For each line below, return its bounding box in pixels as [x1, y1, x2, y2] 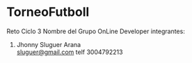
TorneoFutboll [6, 4, 90, 20]
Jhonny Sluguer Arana [16, 40, 81, 48]
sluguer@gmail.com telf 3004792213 [16, 48, 123, 56]
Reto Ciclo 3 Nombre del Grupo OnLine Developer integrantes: [6, 27, 185, 35]
